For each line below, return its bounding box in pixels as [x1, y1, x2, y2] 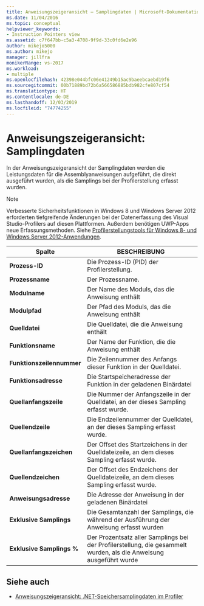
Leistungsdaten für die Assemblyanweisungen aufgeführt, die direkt [6, 171, 177, 178]
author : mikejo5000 [6, 43, 56, 49]
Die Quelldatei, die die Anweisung [87, 320, 183, 329]
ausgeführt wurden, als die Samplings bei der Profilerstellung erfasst [6, 177, 178, 184]
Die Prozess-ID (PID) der [87, 258, 159, 266]
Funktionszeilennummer [9, 359, 81, 367]
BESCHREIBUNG [117, 248, 165, 256]
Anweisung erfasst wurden [87, 523, 164, 532]
